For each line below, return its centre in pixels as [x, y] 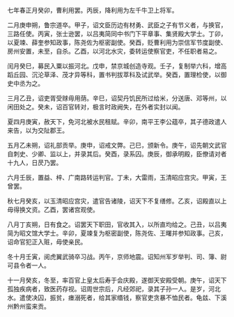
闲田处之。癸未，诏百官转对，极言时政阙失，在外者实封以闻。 [96, 107]
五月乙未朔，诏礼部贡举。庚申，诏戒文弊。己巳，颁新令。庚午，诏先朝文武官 [117, 145]
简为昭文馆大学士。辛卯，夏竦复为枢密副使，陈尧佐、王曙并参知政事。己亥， [117, 233]
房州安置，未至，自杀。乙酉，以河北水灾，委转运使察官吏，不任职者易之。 [114, 51]
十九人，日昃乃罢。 [35, 163]
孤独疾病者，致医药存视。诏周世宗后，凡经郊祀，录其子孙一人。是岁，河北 [114, 289]
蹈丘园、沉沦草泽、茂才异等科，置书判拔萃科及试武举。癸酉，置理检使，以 [114, 75]
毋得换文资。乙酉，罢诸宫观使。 [53, 210]
